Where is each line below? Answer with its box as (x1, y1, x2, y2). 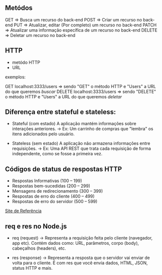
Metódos (5, 4, 33, 12)
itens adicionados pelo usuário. (12, 131, 75, 137)
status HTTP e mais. (12, 265, 53, 271)
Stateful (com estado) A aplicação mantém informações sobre (12, 121, 137, 127)
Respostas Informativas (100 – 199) (12, 178, 82, 184)
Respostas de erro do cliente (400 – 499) (12, 193, 95, 199)
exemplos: (5, 74, 26, 80)
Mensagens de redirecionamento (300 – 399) (12, 188, 103, 194)
